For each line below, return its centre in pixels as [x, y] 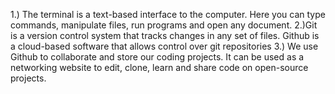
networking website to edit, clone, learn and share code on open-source [159, 67]
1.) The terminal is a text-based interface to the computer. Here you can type [168, 14]
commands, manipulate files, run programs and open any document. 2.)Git [164, 25]
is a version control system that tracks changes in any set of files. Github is [165, 35]
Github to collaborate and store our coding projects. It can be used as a [157, 57]
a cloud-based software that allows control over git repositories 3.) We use [164, 46]
